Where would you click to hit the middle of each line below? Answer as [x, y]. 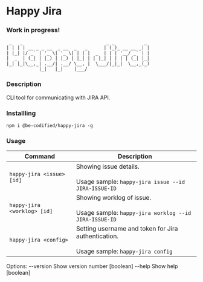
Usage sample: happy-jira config [124, 251]
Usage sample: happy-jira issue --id [130, 182]
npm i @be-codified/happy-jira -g [50, 126]
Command [40, 157]
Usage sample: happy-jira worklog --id [134, 213]
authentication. [97, 236]
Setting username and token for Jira [127, 229]
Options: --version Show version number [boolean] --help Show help [92, 266]
